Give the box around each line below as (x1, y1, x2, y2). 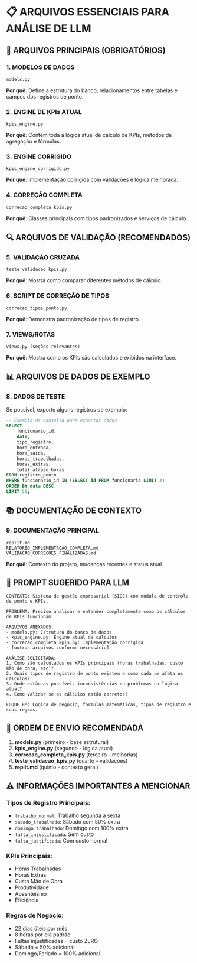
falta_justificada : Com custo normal (14, 837, 108, 844)
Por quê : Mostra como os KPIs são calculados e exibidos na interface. (6, 354, 177, 361)
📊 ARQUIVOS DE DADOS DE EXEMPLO (6, 372, 150, 382)
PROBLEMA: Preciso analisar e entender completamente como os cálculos (6, 609, 186, 615)
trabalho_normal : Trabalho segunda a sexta (14, 812, 121, 819)
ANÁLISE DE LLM (6, 22, 91, 35)
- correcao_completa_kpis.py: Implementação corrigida (6, 639, 144, 646)
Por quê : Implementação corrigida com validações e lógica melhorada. (6, 176, 179, 184)
